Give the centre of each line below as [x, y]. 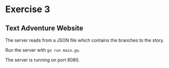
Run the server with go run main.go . [43, 50]
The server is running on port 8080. [43, 60]
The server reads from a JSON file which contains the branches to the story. [85, 40]
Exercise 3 [28, 9]
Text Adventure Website [44, 28]
